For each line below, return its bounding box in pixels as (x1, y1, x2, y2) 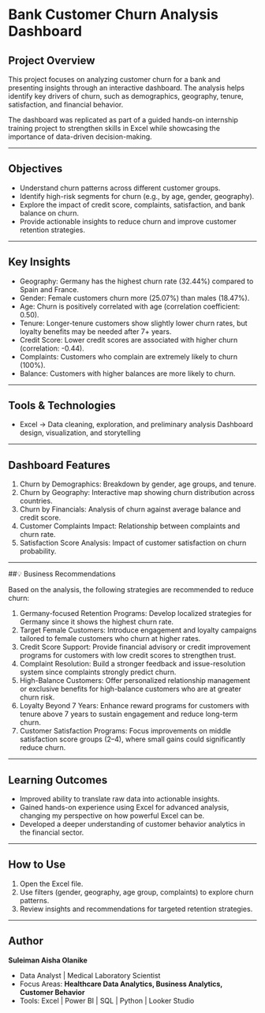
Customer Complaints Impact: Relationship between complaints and (19, 521, 241, 531)
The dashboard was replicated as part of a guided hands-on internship (8, 115, 238, 124)
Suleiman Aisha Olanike (8, 955, 88, 965)
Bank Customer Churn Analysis (8, 6, 218, 24)
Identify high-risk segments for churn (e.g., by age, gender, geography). (19, 191, 255, 201)
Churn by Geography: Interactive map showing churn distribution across (19, 488, 255, 497)
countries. (19, 496, 53, 506)
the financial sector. (19, 827, 84, 838)
